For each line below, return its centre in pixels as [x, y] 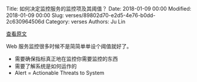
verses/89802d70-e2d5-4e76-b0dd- [111, 15]
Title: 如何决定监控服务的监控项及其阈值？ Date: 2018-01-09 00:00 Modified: [99, 9]
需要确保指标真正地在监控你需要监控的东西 [66, 59]
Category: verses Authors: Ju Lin [85, 22]
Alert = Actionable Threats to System [59, 73]
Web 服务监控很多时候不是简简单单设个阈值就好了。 [69, 46]
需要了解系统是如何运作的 [46, 66]
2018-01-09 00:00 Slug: [35, 15]
